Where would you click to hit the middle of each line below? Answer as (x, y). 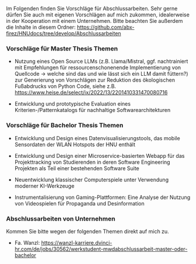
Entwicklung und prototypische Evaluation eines (73, 104)
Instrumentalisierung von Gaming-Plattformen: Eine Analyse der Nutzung (102, 197)
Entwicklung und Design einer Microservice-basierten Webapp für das (99, 155)
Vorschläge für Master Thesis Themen (62, 48)
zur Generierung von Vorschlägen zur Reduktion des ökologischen (95, 80)
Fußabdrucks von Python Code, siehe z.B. (65, 86)
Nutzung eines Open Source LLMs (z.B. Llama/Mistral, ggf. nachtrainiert (101, 62)
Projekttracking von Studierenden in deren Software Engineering (92, 162)
